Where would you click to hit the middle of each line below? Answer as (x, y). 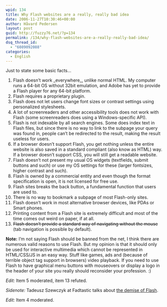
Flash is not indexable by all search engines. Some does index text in (84, 123)
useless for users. (31, 139)
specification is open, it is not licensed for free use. (66, 181)
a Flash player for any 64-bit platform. (52, 91)
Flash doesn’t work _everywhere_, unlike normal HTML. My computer (84, 80)
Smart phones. (28, 208)
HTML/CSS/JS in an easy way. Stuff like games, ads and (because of (77, 255)
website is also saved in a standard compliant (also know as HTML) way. (87, 149)
